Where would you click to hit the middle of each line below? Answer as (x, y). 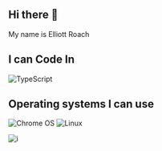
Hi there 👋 (33, 15)
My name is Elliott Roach (49, 34)
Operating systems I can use (81, 104)
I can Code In (41, 60)
